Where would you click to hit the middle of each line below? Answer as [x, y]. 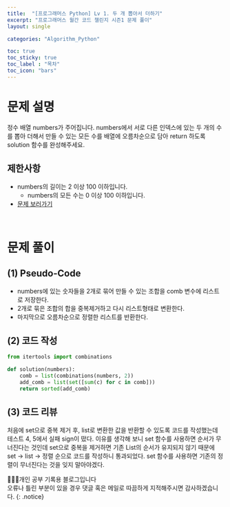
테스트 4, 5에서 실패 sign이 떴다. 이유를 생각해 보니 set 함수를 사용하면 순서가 [111, 439]
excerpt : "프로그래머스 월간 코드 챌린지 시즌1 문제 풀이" [80, 20]
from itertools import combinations [60, 357]
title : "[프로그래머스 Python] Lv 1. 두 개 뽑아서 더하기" [85, 13]
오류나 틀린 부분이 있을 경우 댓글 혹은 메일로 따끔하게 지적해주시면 [95, 488]
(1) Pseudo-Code [44, 274]
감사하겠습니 [202, 488]
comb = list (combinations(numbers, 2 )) [77, 376]
